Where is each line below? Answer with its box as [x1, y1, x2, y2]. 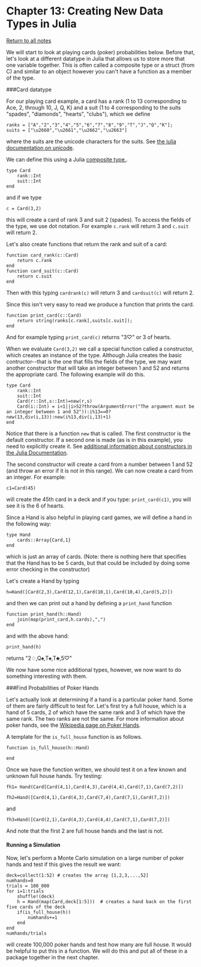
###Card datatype [6, 86, 52, 93]
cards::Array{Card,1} [17, 537, 71, 543]
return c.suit [17, 273, 52, 279]
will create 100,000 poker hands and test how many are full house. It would [6, 941, 192, 948]
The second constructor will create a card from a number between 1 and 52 [6, 461, 193, 468]
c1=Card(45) [6, 485, 36, 491]
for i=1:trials [6, 888, 44, 895]
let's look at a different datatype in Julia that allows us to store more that [6, 55, 185, 62]
